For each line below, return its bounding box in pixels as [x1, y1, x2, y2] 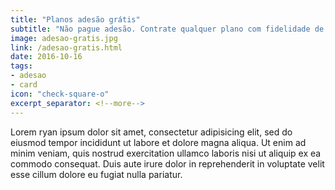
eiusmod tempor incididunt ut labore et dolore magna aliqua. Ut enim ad [10, 136, 307, 148]
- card [10, 80, 38, 90]
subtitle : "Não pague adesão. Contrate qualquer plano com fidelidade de [10, 24, 325, 34]
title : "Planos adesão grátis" [10, 14, 141, 25]
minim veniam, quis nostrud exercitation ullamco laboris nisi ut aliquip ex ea [10, 147, 322, 159]
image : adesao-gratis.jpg [10, 33, 118, 43]
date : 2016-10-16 [10, 52, 83, 62]
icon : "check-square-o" [10, 89, 110, 99]
